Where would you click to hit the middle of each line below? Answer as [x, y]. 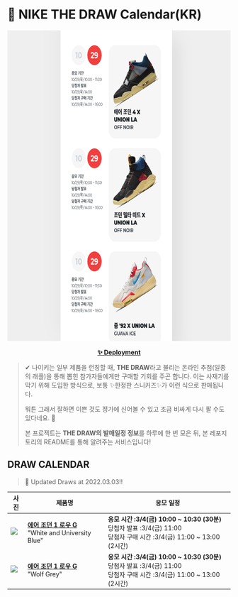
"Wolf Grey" [45, 574]
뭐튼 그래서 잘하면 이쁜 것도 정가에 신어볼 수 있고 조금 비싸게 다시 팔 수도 [125, 409]
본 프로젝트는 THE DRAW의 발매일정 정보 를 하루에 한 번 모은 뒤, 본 [117, 433]
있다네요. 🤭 [40, 417]
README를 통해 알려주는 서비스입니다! [97, 442]
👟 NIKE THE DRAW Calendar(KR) [104, 15]
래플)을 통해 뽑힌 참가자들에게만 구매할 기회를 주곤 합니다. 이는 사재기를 [131, 376]
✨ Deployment [119, 352]
